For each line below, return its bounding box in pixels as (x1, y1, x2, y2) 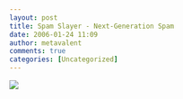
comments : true (9, 47, 66, 56)
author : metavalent (9, 38, 83, 48)
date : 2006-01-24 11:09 (9, 30, 99, 39)
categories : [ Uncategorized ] (9, 55, 118, 64)
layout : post (9, 13, 58, 22)
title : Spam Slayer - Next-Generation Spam (9, 22, 175, 31)
